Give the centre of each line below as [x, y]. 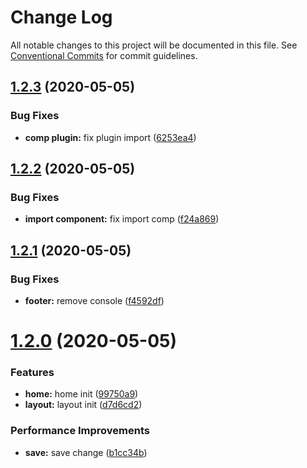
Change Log [61, 17]
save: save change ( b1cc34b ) [86, 452]
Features [32, 373]
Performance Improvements [80, 431]
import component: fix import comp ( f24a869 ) [122, 219]
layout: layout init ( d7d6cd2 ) [83, 405]
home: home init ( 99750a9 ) [81, 394]
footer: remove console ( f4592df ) [94, 300]
